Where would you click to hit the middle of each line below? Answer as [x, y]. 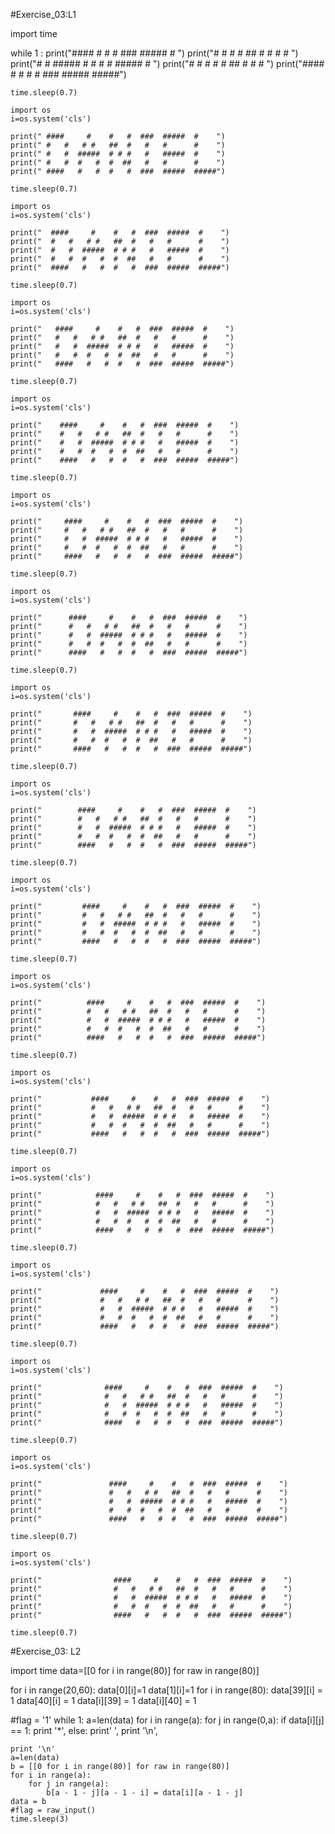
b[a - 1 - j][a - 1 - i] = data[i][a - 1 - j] [145, 1793]
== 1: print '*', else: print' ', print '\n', [84, 1730]
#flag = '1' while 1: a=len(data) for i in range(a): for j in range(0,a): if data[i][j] [167, 1720]
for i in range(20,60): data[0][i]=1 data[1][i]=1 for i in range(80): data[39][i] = [167, 1690]
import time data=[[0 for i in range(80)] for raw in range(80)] [135, 1670]
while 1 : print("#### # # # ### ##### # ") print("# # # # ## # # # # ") [154, 53]
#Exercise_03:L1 [43, 14]
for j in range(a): [69, 1784]
